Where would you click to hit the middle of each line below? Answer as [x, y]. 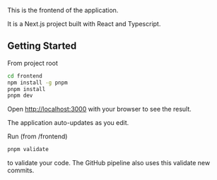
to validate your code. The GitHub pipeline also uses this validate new [109, 163]
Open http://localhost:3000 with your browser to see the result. [100, 109]
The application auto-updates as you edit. [68, 123]
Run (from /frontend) [37, 136]
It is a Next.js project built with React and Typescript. [84, 24]
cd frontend [25, 76]
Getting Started [42, 46]
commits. [21, 170]
